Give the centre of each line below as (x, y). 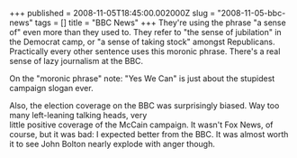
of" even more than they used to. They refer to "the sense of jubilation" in (145, 32)
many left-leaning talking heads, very (78, 115)
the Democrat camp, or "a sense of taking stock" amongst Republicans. (142, 42)
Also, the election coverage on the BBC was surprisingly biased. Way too (144, 106)
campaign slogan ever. (51, 88)
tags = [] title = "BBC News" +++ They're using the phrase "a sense (160, 23)
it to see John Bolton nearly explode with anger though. (112, 144)
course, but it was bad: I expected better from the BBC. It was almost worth (149, 134)
